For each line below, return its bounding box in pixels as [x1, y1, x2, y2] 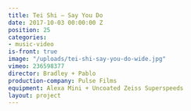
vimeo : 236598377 [8, 63, 65, 70]
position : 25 [8, 26, 51, 34]
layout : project [8, 91, 61, 99]
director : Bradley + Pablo [8, 70, 96, 77]
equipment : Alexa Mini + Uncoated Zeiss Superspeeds [8, 84, 184, 92]
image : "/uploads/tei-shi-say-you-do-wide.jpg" [8, 55, 167, 63]
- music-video [8, 41, 55, 48]
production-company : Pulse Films [8, 77, 117, 84]
